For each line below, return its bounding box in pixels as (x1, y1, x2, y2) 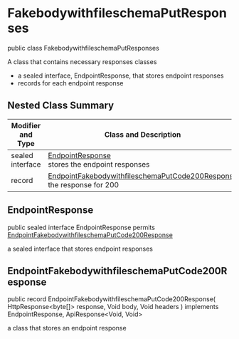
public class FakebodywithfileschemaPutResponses (7, 43, 160, 52)
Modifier (11, 120, 41, 130)
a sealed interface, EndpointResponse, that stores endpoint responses (17, 71, 224, 80)
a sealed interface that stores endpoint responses (7, 244, 154, 253)
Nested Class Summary (7, 100, 115, 112)
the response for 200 (48, 179, 119, 189)
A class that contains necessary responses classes (7, 57, 157, 66)
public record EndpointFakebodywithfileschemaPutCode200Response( (7, 295, 216, 303)
